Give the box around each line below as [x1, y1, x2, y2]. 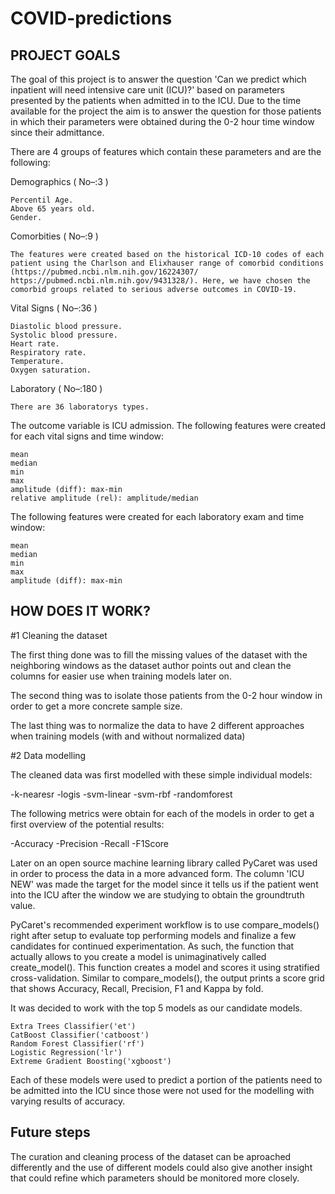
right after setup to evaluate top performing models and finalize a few [10, 929, 297, 941]
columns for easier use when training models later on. [10, 670, 232, 682]
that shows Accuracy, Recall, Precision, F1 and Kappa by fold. [10, 982, 264, 994]
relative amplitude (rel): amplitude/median [10, 493, 199, 503]
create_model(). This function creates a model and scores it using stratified [10, 961, 320, 973]
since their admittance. [10, 127, 105, 138]
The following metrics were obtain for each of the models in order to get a [10, 807, 315, 819]
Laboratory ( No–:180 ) [10, 383, 103, 394]
